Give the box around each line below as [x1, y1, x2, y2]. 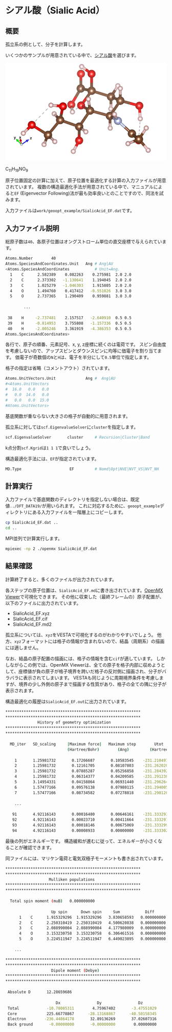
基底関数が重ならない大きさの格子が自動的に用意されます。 [5, 413, 131, 419]
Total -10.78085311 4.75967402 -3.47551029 [7, 1005, 157, 1011]
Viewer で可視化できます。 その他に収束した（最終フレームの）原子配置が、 [5, 593, 164, 600]
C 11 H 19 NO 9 [5, 166, 28, 173]
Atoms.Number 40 [5, 256, 56, 261]
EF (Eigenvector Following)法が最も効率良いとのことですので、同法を [14, 190, 160, 196]
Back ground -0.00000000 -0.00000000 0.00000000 [7, 1022, 157, 1027]
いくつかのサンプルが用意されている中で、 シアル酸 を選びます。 [5, 52, 139, 58]
